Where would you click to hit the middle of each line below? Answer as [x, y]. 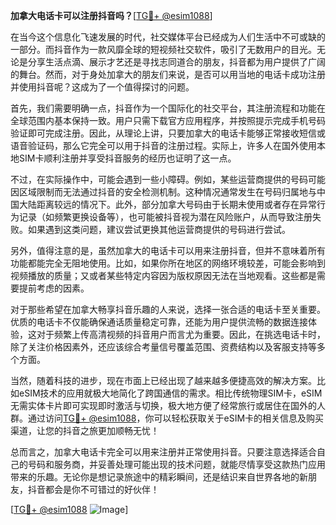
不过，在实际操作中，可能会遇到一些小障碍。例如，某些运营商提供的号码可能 [168, 179]
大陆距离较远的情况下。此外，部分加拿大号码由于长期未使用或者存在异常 [167, 204]
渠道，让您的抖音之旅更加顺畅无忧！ [85, 430]
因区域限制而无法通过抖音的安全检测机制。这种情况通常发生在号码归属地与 [163, 192]
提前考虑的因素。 [54, 288]
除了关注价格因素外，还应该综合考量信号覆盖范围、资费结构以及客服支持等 [163, 347]
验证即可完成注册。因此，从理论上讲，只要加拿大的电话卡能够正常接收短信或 [168, 133]
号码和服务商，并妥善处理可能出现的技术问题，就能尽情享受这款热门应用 [176, 464]
